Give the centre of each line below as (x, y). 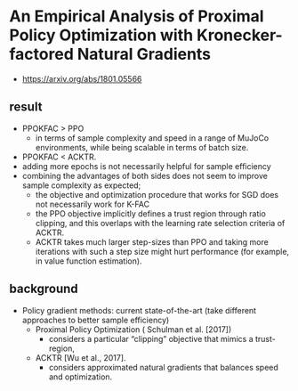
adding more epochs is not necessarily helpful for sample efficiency (146, 166)
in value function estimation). (89, 261)
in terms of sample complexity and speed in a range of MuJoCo (152, 138)
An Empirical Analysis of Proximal (137, 16)
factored (41, 54)
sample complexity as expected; (81, 185)
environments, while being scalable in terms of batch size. (142, 147)
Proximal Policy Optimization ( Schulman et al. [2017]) (133, 329)
